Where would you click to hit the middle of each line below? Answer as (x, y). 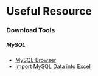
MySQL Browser (36, 60)
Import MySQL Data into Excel (53, 67)
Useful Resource (49, 11)
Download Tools (31, 30)
